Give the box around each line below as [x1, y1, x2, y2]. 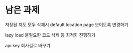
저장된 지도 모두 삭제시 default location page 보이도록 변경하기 [5, 22, 129, 27]
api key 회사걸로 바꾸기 [5, 42, 51, 48]
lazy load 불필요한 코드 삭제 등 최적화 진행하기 [5, 32, 96, 38]
